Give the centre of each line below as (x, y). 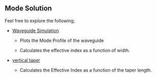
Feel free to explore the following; (40, 20)
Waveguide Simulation (36, 31)
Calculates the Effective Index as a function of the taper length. (86, 70)
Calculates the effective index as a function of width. (75, 50)
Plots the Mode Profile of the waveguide (62, 40)
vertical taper (26, 60)
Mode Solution (28, 8)
